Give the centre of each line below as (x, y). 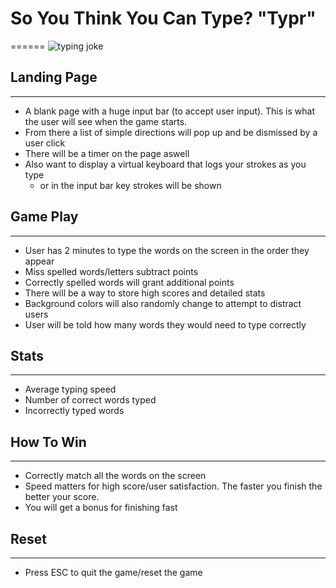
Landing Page (54, 77)
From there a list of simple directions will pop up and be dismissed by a (171, 132)
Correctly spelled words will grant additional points (129, 282)
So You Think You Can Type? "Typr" (163, 18)
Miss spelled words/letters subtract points (111, 271)
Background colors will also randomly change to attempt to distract (163, 303)
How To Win (48, 442)
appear (39, 261)
